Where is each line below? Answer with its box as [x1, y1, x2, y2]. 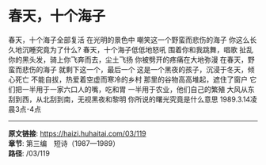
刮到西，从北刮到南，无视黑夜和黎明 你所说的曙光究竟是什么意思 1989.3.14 [8, 94, 251, 104]
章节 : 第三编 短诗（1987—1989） [8, 138, 120, 148]
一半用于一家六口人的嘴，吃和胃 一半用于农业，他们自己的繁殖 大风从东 [21, 84, 255, 94]
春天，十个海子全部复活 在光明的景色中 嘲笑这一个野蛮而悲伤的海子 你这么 [8, 35, 250, 44]
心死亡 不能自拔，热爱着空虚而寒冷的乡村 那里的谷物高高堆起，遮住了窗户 [8, 75, 248, 84]
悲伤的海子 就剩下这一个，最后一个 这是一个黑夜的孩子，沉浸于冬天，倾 [21, 64, 255, 74]
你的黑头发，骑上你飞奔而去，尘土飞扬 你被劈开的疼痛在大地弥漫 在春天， [8, 55, 248, 64]
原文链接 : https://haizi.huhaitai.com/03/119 [8, 129, 146, 138]
